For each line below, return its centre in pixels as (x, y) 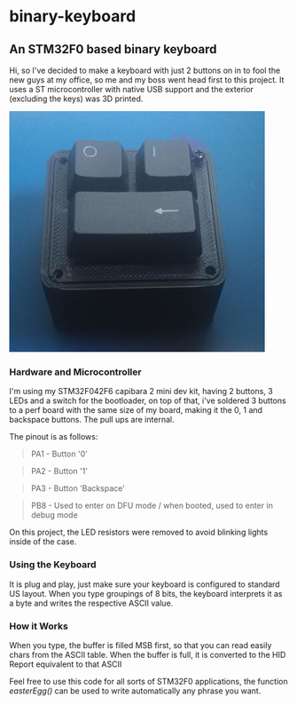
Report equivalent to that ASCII (66, 664)
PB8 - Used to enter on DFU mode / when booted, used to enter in (152, 506)
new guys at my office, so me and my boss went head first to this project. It (147, 80)
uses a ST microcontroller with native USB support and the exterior (132, 89)
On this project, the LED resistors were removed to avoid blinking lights (139, 532)
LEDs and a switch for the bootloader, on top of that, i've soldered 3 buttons (148, 400)
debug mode (54, 515)
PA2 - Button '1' (59, 471)
